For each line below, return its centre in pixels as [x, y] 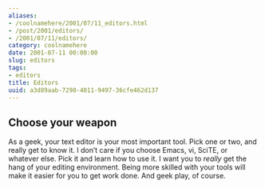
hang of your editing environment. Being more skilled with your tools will [127, 167]
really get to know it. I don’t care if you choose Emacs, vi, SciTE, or [118, 150]
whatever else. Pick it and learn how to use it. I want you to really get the [128, 159]
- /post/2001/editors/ [46, 30]
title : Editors [34, 82]
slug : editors [32, 61]
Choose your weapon [63, 122]
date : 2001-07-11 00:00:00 [53, 53]
